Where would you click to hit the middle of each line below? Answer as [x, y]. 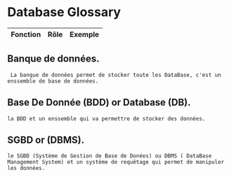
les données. [26, 169]
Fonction [26, 34]
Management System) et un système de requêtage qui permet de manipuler [116, 162]
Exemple [85, 34]
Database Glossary [64, 12]
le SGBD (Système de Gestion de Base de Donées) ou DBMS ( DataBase [110, 156]
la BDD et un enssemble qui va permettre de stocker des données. [106, 119]
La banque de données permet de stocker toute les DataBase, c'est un [115, 75]
